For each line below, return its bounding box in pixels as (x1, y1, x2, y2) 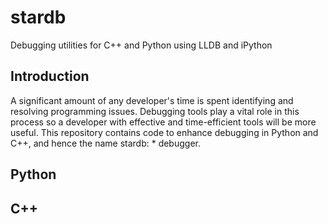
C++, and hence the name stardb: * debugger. (10, 137, 201, 149)
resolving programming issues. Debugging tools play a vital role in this (10, 105, 300, 117)
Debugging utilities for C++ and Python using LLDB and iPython (10, 39, 273, 51)
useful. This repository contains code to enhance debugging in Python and (10, 126, 319, 138)
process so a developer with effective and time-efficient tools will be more (10, 116, 317, 128)
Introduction (10, 68, 90, 85)
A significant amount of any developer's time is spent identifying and (10, 94, 294, 106)
